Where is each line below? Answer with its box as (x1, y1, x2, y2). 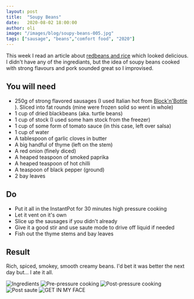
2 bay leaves (14, 172, 46, 180)
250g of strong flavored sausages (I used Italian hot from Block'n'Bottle (14, 97, 188, 104)
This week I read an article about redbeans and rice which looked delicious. (6, 52, 189, 59)
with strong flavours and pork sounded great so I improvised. (6, 65, 154, 71)
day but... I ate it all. (6, 269, 54, 276)
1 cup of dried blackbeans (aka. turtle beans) (14, 109, 123, 117)
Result (6, 247, 30, 257)
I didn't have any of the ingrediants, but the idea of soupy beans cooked (6, 58, 180, 65)
